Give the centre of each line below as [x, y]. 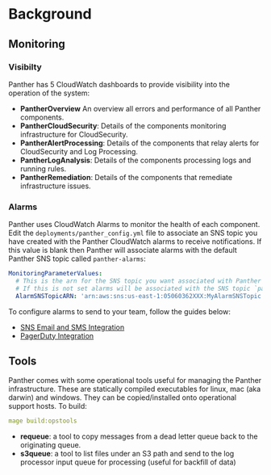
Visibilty [25, 67]
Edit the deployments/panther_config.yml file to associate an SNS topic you [133, 233]
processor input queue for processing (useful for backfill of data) [128, 462]
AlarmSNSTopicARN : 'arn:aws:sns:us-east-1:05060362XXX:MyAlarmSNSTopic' [140, 296]
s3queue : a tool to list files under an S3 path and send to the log [127, 454]
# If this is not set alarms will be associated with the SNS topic [133, 288]
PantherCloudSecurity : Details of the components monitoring [123, 125]
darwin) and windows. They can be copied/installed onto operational [122, 397]
